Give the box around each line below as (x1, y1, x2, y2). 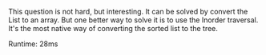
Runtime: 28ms (8, 39, 58, 49)
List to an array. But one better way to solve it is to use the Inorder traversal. (8, 15, 259, 25)
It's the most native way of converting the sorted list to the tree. (8, 24, 219, 33)
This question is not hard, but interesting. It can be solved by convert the (8, 7, 248, 16)
